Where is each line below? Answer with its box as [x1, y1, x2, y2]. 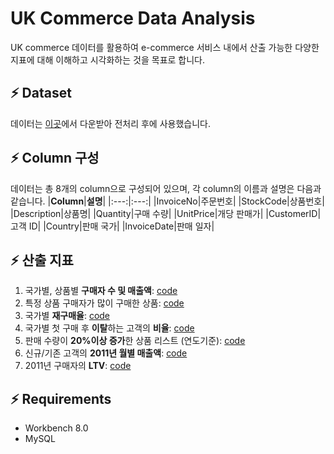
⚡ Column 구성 [10, 150, 100, 167]
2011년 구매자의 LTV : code [24, 360, 132, 372]
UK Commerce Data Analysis [10, 7, 256, 30]
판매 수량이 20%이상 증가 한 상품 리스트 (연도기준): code [24, 335, 246, 347]
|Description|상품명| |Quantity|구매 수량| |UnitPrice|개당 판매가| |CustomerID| [10, 207, 322, 219]
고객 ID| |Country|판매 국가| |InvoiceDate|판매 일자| [10, 220, 215, 232]
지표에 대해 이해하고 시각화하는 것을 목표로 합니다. [10, 53, 206, 66]
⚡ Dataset [10, 85, 72, 102]
